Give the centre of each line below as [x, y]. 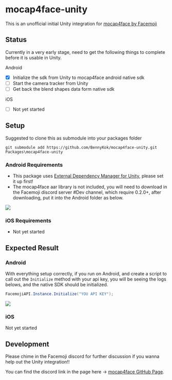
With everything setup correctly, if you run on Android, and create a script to [86, 274]
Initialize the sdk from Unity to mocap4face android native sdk [79, 77]
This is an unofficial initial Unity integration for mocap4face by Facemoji [81, 24]
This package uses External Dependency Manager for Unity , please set [88, 176]
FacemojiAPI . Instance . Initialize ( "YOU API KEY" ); [60, 294]
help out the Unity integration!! [37, 362]
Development [27, 344]
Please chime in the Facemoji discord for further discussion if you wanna [82, 356]
